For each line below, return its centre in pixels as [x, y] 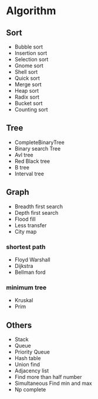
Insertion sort [31, 53]
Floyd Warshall [33, 259]
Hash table [28, 358]
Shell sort [26, 72]
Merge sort [28, 84]
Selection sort [31, 59]
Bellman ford [30, 272]
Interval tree [29, 174]
